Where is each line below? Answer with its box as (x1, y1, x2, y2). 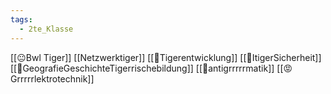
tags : (10, 14, 33, 25)
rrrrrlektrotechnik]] (10, 72, 95, 85)
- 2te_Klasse (19, 24, 74, 34)
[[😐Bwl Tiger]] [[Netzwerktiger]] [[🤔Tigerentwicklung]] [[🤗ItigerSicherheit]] (10, 51, 322, 63)
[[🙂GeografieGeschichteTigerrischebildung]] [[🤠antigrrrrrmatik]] (10, 62, 275, 74)
